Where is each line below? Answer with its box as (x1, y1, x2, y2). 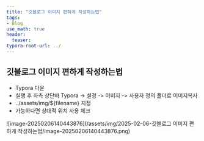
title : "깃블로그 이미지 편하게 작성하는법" (6, 9, 103, 15)
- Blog (6, 20, 23, 26)
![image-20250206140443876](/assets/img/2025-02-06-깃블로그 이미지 (6, 120, 188, 127)
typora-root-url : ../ (6, 43, 62, 49)
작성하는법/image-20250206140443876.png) (17, 127, 130, 134)
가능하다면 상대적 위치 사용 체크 (15, 107, 90, 114)
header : (6, 32, 26, 38)
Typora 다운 (15, 84, 45, 91)
